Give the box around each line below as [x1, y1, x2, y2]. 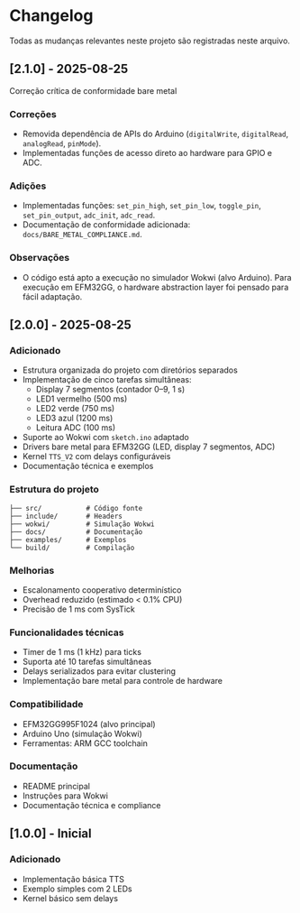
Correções [9, 107, 57, 120]
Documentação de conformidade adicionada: [22, 219, 191, 230]
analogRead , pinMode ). [22, 138, 102, 149]
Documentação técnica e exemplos [22, 461, 154, 472]
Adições [9, 180, 47, 192]
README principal [22, 780, 90, 791]
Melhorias [9, 564, 55, 576]
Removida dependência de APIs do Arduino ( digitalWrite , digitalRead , [22, 128, 289, 140]
